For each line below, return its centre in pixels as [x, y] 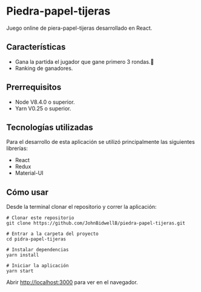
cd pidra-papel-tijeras [36, 239]
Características [36, 47]
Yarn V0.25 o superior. [43, 108]
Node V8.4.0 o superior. [45, 102]
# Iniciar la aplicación [38, 266]
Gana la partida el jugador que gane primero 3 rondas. [84, 61]
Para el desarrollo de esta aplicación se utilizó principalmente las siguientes [100, 142]
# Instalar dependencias [38, 250]
